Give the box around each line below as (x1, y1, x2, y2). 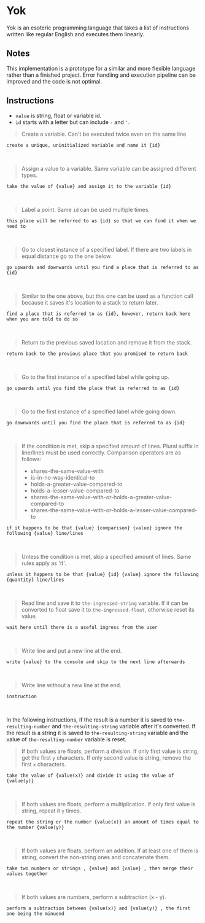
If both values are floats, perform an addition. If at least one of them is (21, 847, 199, 854)
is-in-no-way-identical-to (30, 473, 95, 481)
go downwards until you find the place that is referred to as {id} (6, 419, 185, 426)
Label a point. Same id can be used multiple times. (21, 206, 150, 213)
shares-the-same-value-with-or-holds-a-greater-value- (30, 493, 172, 500)
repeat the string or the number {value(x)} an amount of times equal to (6, 819, 199, 825)
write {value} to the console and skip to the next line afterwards (6, 658, 185, 665)
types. (21, 171, 38, 179)
